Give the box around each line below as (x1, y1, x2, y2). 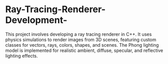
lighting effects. (5, 52, 38, 59)
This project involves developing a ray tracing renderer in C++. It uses (5, 31, 152, 37)
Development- (5, 14, 68, 26)
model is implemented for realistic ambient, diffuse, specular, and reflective (5, 47, 163, 53)
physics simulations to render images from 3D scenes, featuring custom (5, 37, 156, 43)
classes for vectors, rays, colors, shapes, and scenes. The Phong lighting (5, 42, 159, 48)
